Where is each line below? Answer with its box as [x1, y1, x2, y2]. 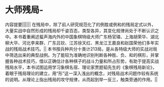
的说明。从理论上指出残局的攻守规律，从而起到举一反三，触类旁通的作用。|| [5, 76, 158, 82]
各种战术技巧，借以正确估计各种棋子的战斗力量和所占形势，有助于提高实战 [9, 58, 159, 64]
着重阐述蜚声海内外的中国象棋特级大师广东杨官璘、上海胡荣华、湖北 [21, 34, 159, 40]
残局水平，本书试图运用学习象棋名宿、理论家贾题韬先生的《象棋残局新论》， [5, 64, 157, 70]
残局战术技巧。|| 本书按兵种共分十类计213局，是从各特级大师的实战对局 [13, 46, 158, 52]
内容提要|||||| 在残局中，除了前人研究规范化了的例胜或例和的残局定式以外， [5, 22, 156, 27]
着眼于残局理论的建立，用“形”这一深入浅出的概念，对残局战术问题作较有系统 [5, 70, 159, 76]
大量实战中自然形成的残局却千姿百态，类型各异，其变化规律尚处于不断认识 [5, 27, 155, 33]
